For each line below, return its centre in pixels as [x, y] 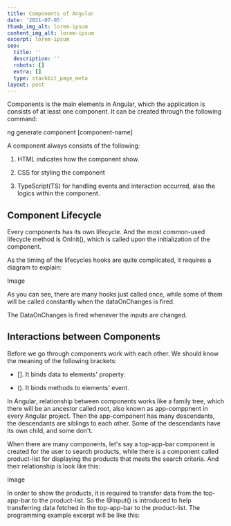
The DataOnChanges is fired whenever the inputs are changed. [97, 315]
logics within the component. [58, 193]
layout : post [26, 85]
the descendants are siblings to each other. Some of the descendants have [114, 423]
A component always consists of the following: [74, 146]
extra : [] [27, 71]
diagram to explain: [35, 268]
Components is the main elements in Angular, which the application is [106, 104]
